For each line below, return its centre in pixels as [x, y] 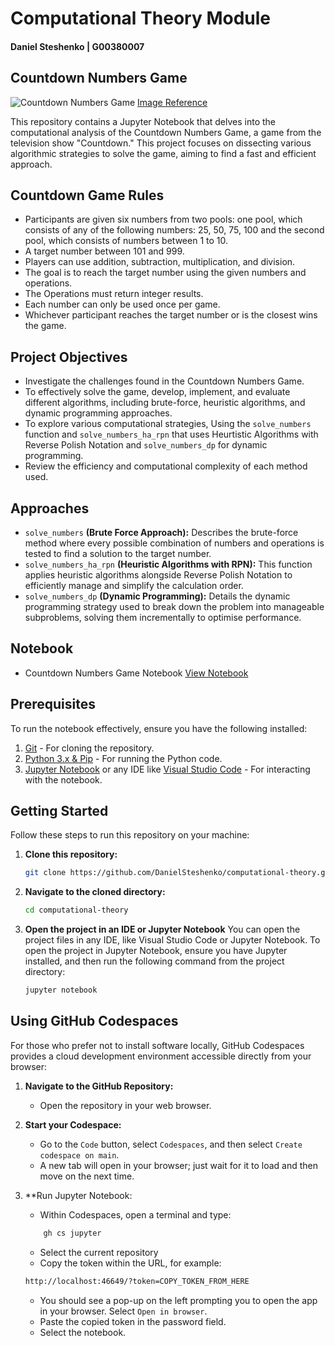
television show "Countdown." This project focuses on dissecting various [161, 143]
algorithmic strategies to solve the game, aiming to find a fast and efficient [163, 153]
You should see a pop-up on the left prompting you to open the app [178, 1300]
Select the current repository [99, 1252]
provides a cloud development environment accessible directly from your [161, 1056]
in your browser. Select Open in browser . [123, 1311]
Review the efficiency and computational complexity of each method [166, 466]
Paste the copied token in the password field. [133, 1321]
